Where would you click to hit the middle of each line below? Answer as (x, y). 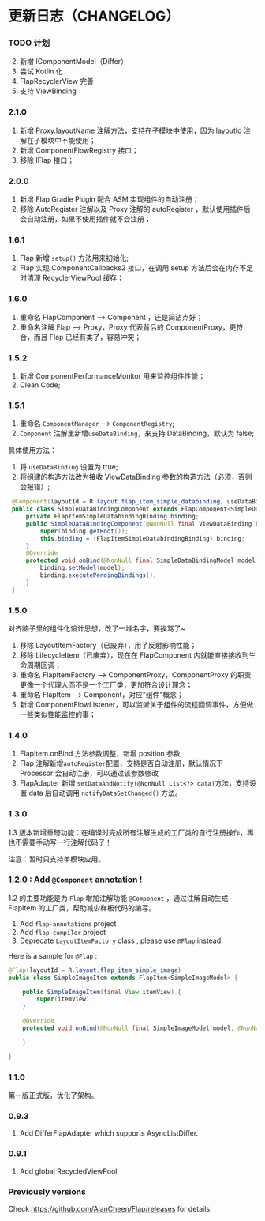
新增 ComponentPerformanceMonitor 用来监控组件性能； (112, 375)
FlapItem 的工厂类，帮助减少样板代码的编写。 (82, 908)
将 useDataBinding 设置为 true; (69, 467)
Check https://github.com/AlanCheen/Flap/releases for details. (110, 1208)
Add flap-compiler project (63, 932)
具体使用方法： (32, 450)
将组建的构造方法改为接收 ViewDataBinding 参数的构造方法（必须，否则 (136, 477)
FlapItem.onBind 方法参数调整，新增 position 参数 (100, 754)
